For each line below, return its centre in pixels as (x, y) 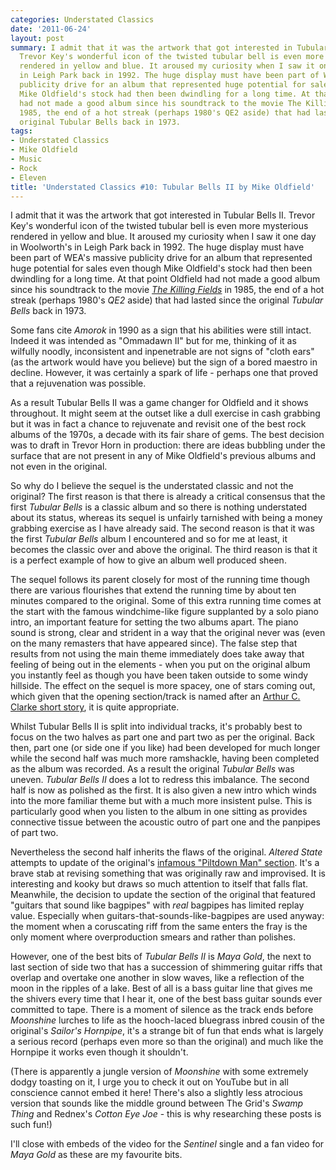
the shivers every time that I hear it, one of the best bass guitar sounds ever (166, 999)
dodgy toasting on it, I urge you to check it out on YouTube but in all (149, 1082)
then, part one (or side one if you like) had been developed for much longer (165, 748)
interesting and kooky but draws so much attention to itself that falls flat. (159, 884)
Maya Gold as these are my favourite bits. (96, 1155)
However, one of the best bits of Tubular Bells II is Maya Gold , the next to (161, 957)
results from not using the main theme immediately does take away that (157, 654)
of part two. (34, 833)
